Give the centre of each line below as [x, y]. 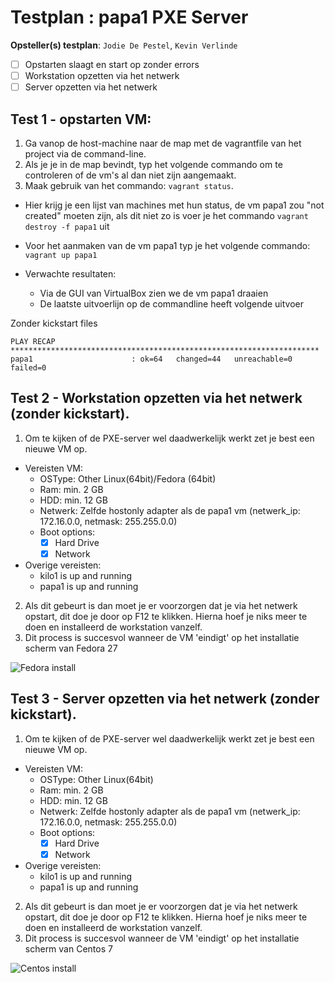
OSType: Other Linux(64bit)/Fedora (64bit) [128, 478]
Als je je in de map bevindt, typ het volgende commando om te [153, 164]
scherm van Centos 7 [68, 948]
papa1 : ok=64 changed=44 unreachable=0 [151, 359]
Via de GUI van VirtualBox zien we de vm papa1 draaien [154, 293]
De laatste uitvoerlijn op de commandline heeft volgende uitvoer [172, 303]
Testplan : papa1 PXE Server [129, 17]
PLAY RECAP [33, 341]
